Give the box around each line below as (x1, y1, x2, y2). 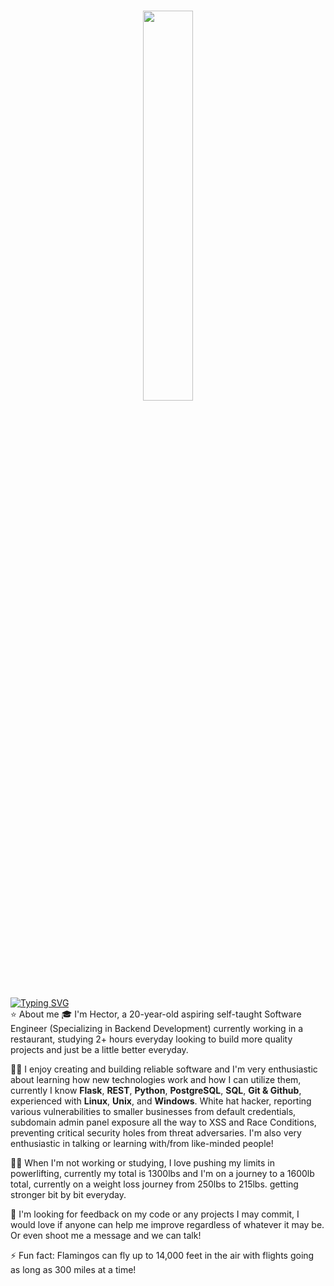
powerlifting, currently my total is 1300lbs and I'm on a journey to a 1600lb (10, 1167, 315, 1179)
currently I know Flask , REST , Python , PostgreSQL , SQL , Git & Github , (10, 1084, 302, 1096)
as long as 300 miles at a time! (10, 1263, 137, 1275)
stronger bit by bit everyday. (10, 1188, 127, 1200)
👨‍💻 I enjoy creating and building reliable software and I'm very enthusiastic (10, 1063, 318, 1075)
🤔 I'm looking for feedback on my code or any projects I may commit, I (10, 1208, 300, 1220)
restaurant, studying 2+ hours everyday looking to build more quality (10, 1033, 293, 1045)
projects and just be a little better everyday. (10, 1043, 189, 1055)
